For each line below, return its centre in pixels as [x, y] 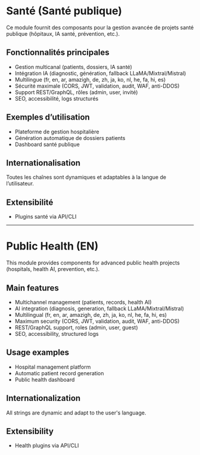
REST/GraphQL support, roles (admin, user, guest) [76, 327]
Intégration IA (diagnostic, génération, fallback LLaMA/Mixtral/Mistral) [100, 73]
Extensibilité [30, 202]
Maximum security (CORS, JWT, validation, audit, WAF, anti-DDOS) [97, 321]
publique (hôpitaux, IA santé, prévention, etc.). [63, 33]
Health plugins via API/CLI [47, 445]
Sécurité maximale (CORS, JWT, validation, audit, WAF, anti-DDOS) [97, 86]
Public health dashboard [45, 379]
